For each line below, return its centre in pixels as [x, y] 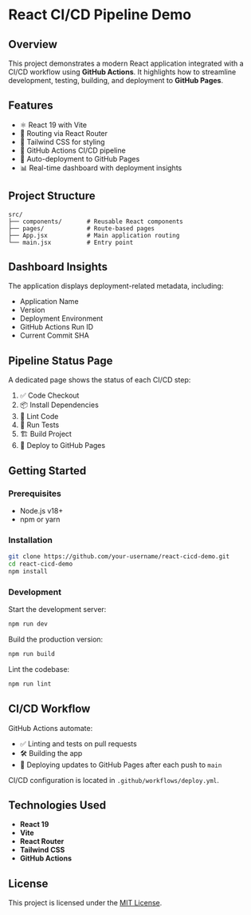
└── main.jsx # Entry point [71, 242]
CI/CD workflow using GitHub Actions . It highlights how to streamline [122, 72]
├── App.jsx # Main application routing [94, 235]
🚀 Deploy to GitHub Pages [63, 446]
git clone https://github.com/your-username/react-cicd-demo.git [119, 557]
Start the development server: [57, 609]
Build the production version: [56, 639]
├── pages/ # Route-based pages [82, 228]
